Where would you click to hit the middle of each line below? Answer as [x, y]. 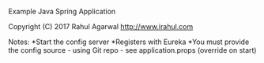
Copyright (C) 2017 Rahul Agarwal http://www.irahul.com [101, 26]
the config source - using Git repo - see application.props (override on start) [132, 50]
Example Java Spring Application [62, 11]
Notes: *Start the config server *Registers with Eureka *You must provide [129, 42]
